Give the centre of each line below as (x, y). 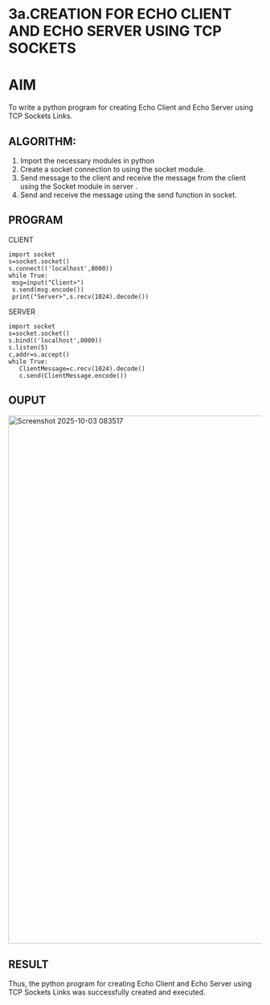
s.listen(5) (28, 347)
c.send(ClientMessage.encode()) (73, 375)
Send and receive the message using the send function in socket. (128, 195)
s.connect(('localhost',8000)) (61, 268)
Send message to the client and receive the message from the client (133, 177)
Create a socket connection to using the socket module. (112, 169)
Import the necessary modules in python (87, 160)
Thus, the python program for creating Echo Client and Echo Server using (130, 984)
